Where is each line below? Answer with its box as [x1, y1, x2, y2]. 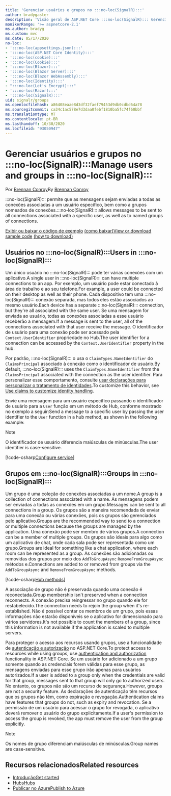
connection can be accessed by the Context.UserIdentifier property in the [5, 340, 164, 346]
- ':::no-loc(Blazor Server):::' [5, 69, 76, 74]
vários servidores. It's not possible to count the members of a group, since [5, 619, 161, 625]
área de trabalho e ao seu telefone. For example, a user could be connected [5, 286, 163, 292]
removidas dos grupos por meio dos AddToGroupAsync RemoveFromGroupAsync [5, 556, 164, 562]
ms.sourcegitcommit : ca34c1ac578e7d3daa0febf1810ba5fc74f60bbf [5, 107, 142, 112]
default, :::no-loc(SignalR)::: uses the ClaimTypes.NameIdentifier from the [5, 366, 159, 372]
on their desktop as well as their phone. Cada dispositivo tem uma [5, 291, 144, 297]
